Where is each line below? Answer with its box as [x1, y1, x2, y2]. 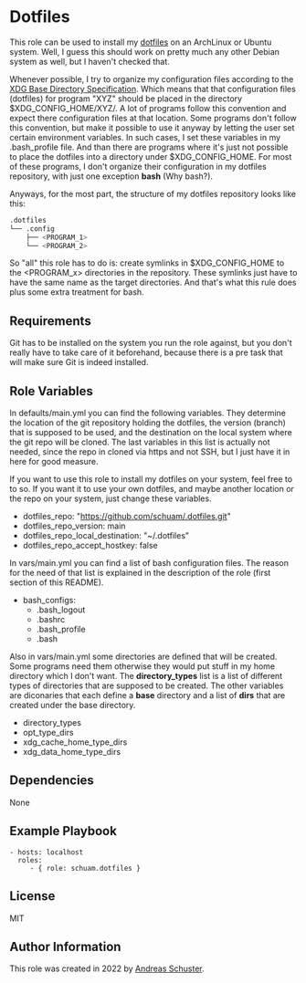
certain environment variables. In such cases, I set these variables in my [9, 131, 281, 142]
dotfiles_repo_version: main [22, 520, 126, 531]
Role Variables [9, 383, 93, 399]
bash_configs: [22, 595, 76, 606]
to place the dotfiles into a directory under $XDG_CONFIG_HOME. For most [9, 151, 292, 162]
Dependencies [9, 773, 94, 789]
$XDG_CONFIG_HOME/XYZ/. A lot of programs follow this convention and [9, 102, 287, 113]
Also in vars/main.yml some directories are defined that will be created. [9, 651, 278, 663]
